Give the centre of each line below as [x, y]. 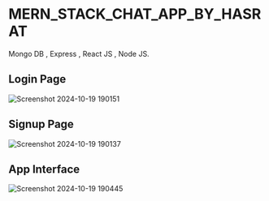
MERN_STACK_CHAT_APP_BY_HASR [135, 14]
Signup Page [41, 124]
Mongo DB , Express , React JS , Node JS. [79, 53]
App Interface [44, 169]
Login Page [37, 79]
